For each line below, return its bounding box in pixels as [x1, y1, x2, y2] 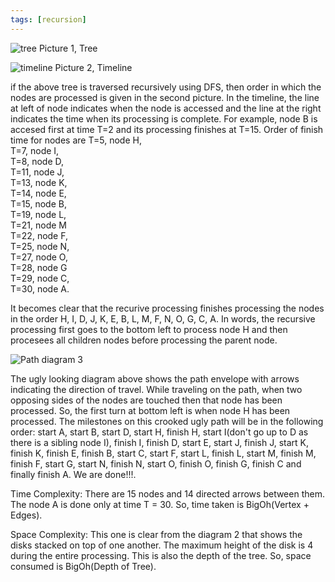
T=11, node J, [10, 166, 65, 178]
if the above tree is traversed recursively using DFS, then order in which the [10, 81, 322, 93]
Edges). [10, 509, 43, 521]
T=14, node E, [10, 187, 67, 199]
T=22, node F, [10, 229, 68, 241]
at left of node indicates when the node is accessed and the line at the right [10, 102, 322, 114]
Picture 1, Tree [38, 42, 98, 54]
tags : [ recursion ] [10, 14, 87, 25]
